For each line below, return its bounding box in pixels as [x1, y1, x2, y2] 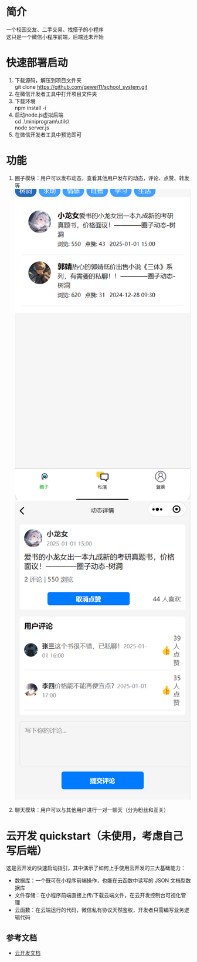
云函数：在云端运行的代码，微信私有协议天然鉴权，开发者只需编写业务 [14, 907, 185, 914]
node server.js [14, 124, 50, 131]
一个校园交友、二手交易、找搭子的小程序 [6, 26, 104, 33]
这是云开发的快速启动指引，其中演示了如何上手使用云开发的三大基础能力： [6, 864, 186, 871]
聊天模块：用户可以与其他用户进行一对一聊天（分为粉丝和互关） [14, 807, 169, 814]
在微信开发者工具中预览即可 [14, 131, 82, 138]
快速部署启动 [6, 56, 69, 69]
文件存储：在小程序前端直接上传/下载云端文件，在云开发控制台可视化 [14, 892, 181, 899]
